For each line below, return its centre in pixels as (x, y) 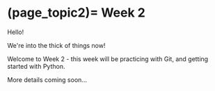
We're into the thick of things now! (56, 45)
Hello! (16, 32)
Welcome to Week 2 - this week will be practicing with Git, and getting (108, 59)
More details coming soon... (47, 80)
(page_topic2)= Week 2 (77, 13)
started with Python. (36, 66)
